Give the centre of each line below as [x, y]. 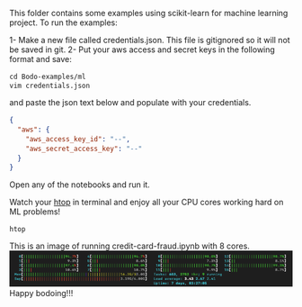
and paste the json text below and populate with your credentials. [130, 102]
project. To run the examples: [64, 23]
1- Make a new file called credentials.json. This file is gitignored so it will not [150, 40]
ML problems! [35, 212]
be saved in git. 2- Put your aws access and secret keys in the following [142, 50]
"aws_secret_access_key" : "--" [84, 149]
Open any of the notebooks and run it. [80, 185]
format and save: [40, 59]
